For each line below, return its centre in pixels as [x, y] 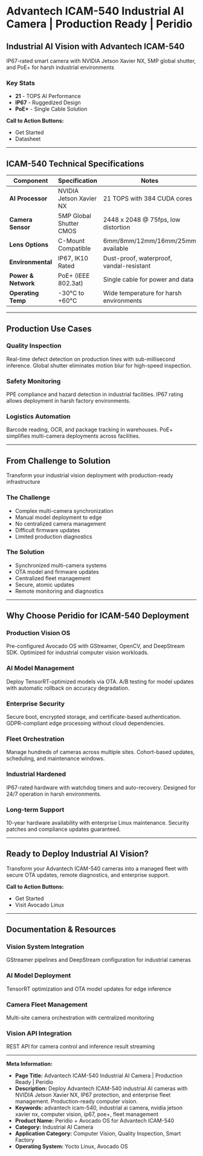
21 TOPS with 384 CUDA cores [147, 199]
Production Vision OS [38, 633]
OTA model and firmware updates [57, 572]
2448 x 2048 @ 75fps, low [142, 220]
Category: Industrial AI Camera [54, 1127]
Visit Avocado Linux [40, 905]
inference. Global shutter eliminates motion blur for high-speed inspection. [99, 365]
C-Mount [71, 241]
